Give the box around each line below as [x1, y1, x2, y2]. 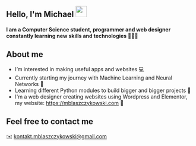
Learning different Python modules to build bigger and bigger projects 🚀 [14, 87, 191, 94]
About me [6, 49, 43, 59]
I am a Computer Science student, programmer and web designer [6, 26, 171, 33]
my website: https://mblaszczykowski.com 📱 [14, 99, 124, 106]
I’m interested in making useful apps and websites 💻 [14, 65, 144, 72]
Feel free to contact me [6, 116, 94, 127]
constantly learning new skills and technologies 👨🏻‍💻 [6, 32, 138, 39]
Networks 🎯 [14, 80, 44, 87]
